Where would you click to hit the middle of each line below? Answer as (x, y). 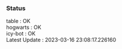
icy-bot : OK (21, 34)
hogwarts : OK (24, 27)
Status (16, 8)
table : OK (18, 21)
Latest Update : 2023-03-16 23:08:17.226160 (61, 40)
